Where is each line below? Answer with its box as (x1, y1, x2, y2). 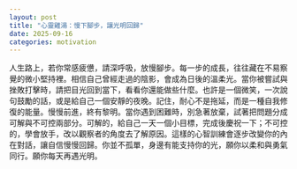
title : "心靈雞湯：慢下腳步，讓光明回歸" (9, 21, 144, 30)
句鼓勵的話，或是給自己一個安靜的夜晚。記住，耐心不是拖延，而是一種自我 (9, 96, 280, 107)
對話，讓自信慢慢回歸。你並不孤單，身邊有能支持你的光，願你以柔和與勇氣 (16, 140, 288, 151)
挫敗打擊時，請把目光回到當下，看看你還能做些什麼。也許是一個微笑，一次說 (9, 84, 288, 95)
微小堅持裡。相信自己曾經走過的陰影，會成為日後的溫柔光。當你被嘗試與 (24, 74, 288, 84)
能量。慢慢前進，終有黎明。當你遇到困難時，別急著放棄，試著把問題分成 (24, 107, 288, 117)
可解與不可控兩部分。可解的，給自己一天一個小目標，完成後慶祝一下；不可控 (9, 118, 288, 129)
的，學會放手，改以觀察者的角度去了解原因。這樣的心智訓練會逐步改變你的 (9, 129, 280, 139)
